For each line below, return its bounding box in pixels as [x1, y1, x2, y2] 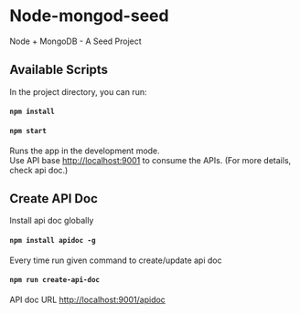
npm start [9, 126, 48, 135]
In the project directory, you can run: [9, 86, 147, 97]
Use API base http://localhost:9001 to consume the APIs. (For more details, [9, 154, 292, 165]
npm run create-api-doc [9, 276, 101, 285]
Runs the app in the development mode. [9, 145, 160, 156]
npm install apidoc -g [9, 235, 96, 245]
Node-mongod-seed [9, 5, 169, 26]
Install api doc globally [9, 215, 94, 226]
